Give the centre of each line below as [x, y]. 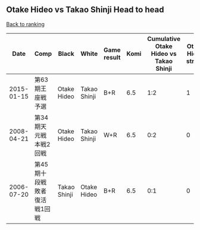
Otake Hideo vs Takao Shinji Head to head [85, 10]
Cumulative [163, 39]
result [112, 57]
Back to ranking [25, 24]
